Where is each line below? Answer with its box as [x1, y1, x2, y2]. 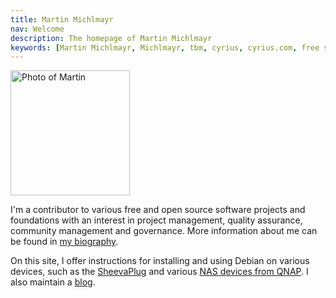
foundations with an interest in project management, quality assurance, [10, 214, 303, 226]
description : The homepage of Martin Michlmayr [10, 33, 213, 43]
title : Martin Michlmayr [10, 14, 114, 25]
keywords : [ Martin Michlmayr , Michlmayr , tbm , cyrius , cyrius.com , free [10, 42, 320, 53]
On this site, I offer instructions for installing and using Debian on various [10, 255, 310, 267]
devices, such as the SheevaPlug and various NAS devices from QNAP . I [10, 266, 309, 278]
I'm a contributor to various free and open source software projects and [10, 204, 306, 216]
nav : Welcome [10, 24, 65, 34]
